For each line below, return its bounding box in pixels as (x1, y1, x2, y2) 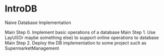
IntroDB (5, 3, 37, 14)
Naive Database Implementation (5, 19, 72, 25)
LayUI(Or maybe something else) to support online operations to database (5, 34, 159, 40)
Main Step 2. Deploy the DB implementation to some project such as (5, 39, 147, 45)
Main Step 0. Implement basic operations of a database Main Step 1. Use (5, 29, 156, 35)
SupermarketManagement (5, 45, 59, 51)
